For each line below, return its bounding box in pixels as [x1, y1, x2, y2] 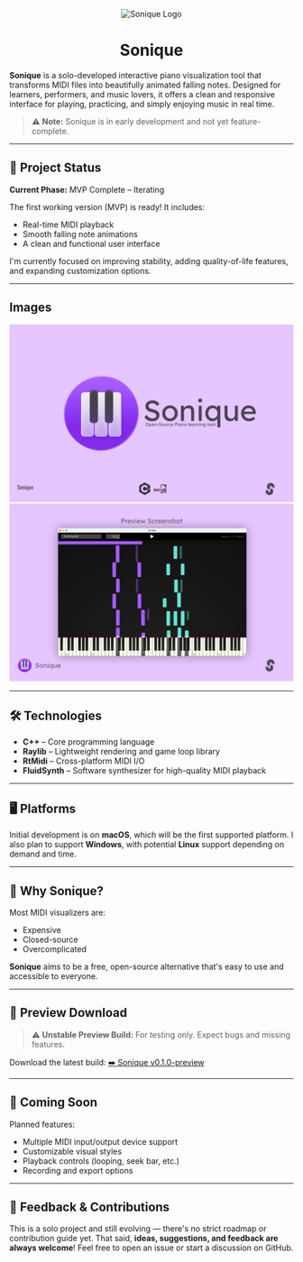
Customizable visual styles [22, 1146, 123, 1157]
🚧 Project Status [9, 160, 102, 176]
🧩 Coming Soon [9, 1095, 97, 1111]
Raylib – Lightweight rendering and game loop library [22, 746, 221, 757]
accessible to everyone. [9, 971, 98, 982]
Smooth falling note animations [22, 228, 138, 239]
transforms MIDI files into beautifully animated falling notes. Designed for [9, 79, 281, 90]
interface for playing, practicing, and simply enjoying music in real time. [9, 98, 275, 109]
